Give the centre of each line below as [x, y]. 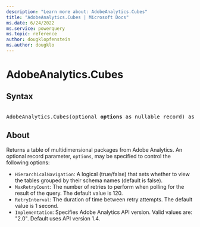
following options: [28, 162]
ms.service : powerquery [36, 28]
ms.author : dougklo [30, 45]
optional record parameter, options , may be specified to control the [89, 156]
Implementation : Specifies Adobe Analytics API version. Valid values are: [103, 212]
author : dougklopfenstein [38, 39]
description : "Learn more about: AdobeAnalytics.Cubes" [77, 12]
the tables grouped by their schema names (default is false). [89, 180]
